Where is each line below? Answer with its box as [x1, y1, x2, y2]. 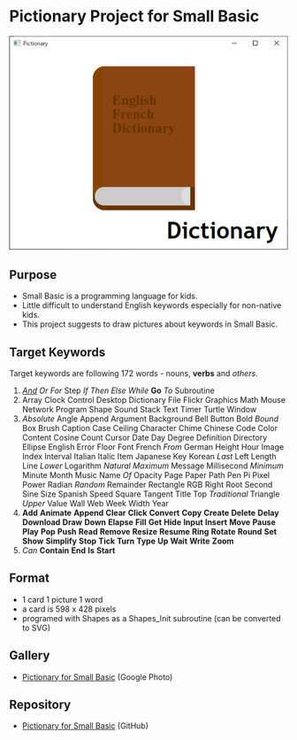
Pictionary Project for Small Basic [9, 6, 260, 27]
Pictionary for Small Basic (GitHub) [21, 721, 148, 731]
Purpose [9, 267, 57, 282]
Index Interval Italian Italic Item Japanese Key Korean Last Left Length [21, 451, 277, 461]
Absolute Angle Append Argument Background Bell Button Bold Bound [21, 413, 279, 424]
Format [9, 571, 50, 586]
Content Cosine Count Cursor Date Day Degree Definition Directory [21, 432, 268, 443]
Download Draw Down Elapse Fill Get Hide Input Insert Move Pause [21, 516, 277, 528]
